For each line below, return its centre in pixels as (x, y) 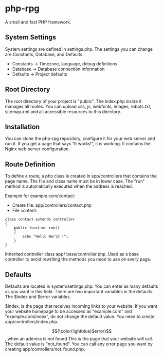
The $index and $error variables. (38, 297)
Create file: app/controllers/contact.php (52, 205)
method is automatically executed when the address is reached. (69, 186)
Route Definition (30, 164)
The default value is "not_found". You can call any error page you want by (79, 344)
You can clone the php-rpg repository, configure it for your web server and (80, 139)
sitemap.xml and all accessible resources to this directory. (63, 111)
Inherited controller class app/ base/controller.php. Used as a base (72, 254)
